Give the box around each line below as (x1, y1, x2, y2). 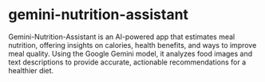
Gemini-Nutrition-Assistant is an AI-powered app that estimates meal (8, 32, 235, 41)
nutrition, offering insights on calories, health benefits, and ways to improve (8, 40, 257, 49)
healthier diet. (8, 65, 54, 75)
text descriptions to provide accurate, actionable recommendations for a (8, 57, 247, 67)
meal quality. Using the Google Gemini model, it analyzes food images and (8, 49, 253, 58)
